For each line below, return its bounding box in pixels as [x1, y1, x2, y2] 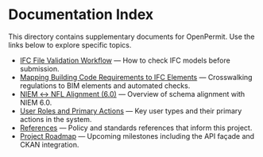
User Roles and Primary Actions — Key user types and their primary [19, 105, 242, 116]
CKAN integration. [19, 140, 79, 149]
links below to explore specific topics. [8, 40, 132, 49]
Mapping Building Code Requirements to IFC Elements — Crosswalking [19, 72, 253, 82]
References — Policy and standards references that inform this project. [19, 123, 253, 132]
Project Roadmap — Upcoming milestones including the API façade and [19, 131, 255, 140]
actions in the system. [19, 114, 92, 124]
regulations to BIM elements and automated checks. [19, 81, 191, 90]
